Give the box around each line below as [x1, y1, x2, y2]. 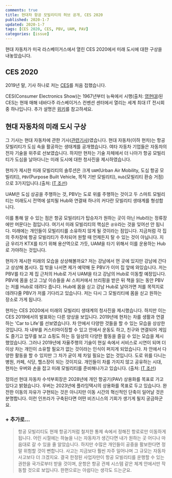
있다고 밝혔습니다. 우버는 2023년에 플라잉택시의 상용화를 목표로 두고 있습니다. [5, 382, 162, 389]
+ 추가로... [5, 416, 30, 423]
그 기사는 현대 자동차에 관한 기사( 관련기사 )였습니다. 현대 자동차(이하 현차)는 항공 [5, 137, 165, 143]
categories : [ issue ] [5, 31, 50, 36]
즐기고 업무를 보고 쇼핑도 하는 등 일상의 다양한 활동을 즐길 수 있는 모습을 [10, 333, 155, 339]
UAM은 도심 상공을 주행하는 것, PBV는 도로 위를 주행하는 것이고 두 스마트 [5, 191, 152, 197]
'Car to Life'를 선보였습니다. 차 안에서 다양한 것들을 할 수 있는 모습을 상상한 [14, 320, 165, 326]
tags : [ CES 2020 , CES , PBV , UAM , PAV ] [5, 27, 88, 32]
